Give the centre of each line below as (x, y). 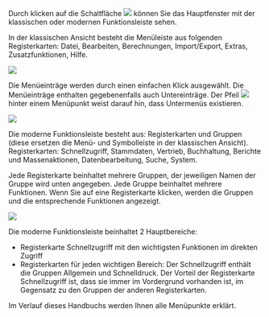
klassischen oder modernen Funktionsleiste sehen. (93, 22)
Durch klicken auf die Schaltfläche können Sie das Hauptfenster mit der (132, 13)
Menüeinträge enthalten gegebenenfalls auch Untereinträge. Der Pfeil (124, 95)
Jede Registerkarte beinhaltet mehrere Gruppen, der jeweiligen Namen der (132, 175)
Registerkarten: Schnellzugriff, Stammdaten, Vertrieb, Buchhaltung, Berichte (135, 151)
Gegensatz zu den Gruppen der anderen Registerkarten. (113, 290)
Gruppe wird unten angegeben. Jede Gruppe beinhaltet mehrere (116, 184)
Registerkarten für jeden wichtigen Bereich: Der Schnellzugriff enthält (135, 264)
